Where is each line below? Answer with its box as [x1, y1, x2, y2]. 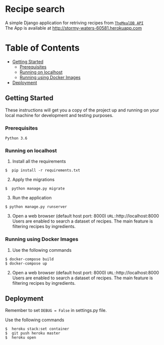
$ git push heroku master [5, 331, 61, 336]
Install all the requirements [12, 158, 66, 164]
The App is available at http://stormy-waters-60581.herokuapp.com [5, 25, 142, 31]
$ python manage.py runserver [5, 204, 67, 209]
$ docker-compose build [5, 257, 54, 262]
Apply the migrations [12, 177, 55, 183]
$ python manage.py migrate [5, 186, 65, 191]
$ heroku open [5, 335, 36, 340]
